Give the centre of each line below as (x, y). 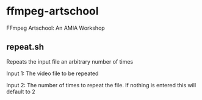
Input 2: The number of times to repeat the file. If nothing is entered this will (101, 85)
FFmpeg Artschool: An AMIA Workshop (56, 28)
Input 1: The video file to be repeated (52, 73)
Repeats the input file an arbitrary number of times (70, 61)
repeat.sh (25, 47)
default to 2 (21, 92)
